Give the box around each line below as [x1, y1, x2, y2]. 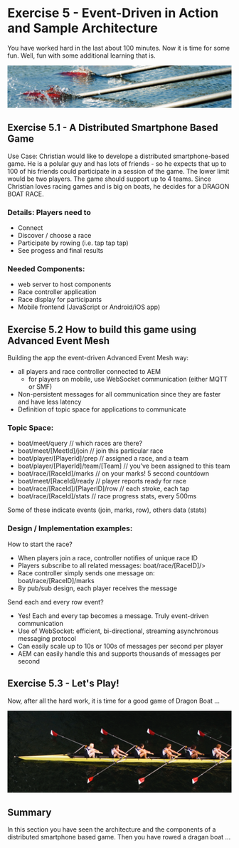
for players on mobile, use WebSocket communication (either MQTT [28, 375, 228, 384]
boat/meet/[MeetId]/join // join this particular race [17, 446, 164, 455]
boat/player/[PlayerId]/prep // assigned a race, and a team [17, 454, 188, 463]
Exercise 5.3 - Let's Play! [7, 678, 119, 690]
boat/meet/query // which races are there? [17, 439, 143, 448]
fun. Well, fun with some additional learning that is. [7, 51, 156, 60]
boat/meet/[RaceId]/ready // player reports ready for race [17, 477, 187, 486]
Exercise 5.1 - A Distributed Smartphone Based [7, 122, 218, 134]
